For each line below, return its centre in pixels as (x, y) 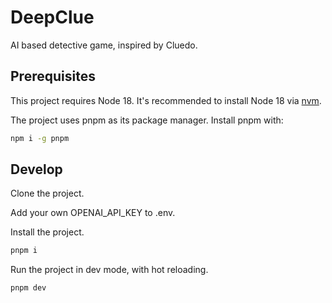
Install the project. (47, 232)
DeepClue (52, 17)
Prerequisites (53, 76)
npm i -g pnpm (40, 138)
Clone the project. (47, 193)
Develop (36, 169)
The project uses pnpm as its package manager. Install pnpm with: (147, 120)
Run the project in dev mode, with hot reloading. (109, 270)
